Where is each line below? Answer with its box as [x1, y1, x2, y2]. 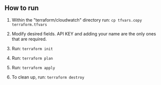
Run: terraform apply [11, 64, 55, 70]
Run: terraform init [11, 45, 53, 51]
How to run [4, 4, 39, 12]
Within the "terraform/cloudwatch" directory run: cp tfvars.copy [11, 17, 142, 23]
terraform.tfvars [11, 22, 47, 27]
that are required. [11, 36, 47, 42]
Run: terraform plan [11, 55, 53, 61]
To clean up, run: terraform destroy [11, 74, 85, 80]
